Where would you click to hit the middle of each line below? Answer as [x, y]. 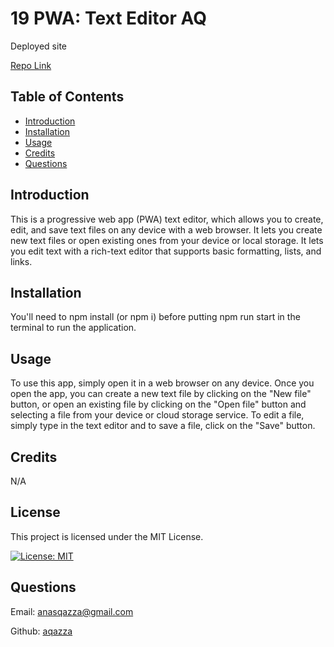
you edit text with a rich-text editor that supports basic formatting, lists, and [166, 251]
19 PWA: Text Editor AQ [109, 18]
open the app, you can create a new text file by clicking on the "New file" [161, 394]
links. [21, 261]
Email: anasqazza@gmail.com [72, 611]
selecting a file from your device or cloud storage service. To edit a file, [157, 415]
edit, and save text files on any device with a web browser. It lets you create [166, 229]
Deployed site [39, 46]
